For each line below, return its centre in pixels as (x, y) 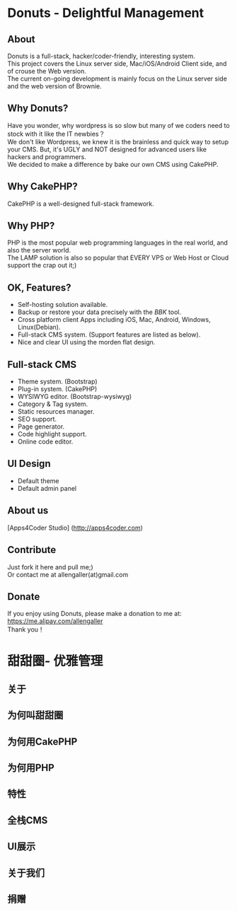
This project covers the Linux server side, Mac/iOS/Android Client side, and (117, 64)
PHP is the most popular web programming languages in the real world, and (118, 243)
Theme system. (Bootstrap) (57, 382)
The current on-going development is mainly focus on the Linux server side (117, 79)
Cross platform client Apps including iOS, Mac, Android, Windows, (114, 320)
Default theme (38, 481)
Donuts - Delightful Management (106, 13)
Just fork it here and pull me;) (50, 567)
